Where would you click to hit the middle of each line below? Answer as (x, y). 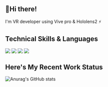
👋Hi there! (21, 9)
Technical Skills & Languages (52, 39)
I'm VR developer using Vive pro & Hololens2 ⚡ (53, 21)
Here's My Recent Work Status (54, 67)
